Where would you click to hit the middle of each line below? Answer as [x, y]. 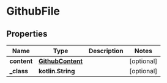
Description [106, 51]
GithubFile [33, 11]
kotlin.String [57, 71]
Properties [27, 34]
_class [19, 71]
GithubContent [61, 61]
